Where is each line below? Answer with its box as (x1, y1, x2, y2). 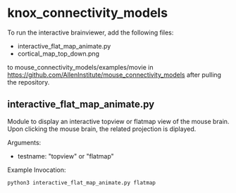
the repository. (7, 77, 50, 86)
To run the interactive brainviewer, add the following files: (7, 28, 174, 37)
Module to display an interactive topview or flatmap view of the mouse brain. (7, 117, 230, 125)
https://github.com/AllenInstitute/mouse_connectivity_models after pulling (7, 70, 222, 79)
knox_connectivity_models (7, 5, 168, 21)
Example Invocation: (7, 166, 66, 174)
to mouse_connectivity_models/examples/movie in (7, 63, 154, 71)
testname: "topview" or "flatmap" (17, 151, 114, 160)
